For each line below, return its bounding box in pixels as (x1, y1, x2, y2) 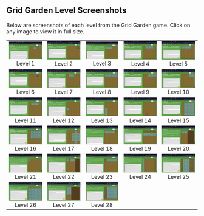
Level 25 (168, 173, 190, 180)
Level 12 (52, 117, 75, 124)
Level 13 (90, 117, 114, 124)
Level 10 (168, 88, 190, 96)
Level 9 (131, 88, 150, 96)
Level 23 (90, 173, 114, 180)
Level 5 (169, 60, 188, 68)
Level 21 (14, 173, 36, 180)
